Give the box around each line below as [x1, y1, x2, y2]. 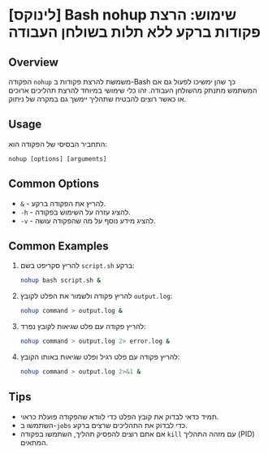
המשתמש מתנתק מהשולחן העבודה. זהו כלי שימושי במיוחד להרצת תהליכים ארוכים [8, 85, 257, 95]
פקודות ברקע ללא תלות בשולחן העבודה [8, 23, 262, 41]
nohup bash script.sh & [19, 276, 102, 285]
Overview [8, 55, 59, 69]
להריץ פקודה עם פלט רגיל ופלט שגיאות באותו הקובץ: [19, 352, 180, 362]
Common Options [8, 177, 100, 191]
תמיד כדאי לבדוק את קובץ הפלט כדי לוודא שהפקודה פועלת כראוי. [19, 412, 219, 422]
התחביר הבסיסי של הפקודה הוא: [8, 139, 108, 149]
